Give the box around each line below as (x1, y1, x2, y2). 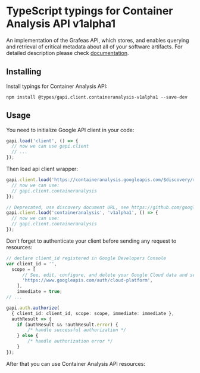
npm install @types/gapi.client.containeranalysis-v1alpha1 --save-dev (6, 94, 187, 100)
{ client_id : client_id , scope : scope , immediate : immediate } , (11, 310, 174, 316)
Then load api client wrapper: (6, 166, 79, 173)
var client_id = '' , (6, 261, 58, 267)
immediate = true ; (17, 289, 62, 295)
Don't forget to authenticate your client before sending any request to (6, 237, 177, 244)
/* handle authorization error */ (27, 338, 113, 344)
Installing (6, 67, 42, 77)
